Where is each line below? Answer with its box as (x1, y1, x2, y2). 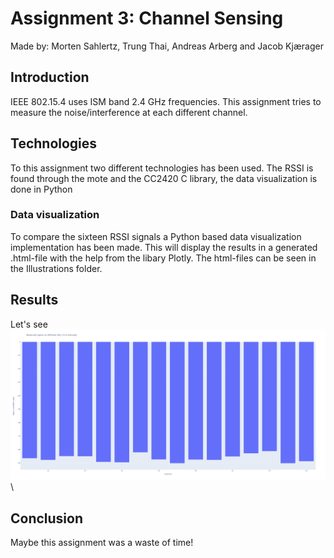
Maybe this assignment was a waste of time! (10, 537, 194, 549)
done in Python (10, 183, 73, 195)
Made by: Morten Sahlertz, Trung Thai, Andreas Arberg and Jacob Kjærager (10, 40, 324, 52)
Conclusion (10, 510, 84, 527)
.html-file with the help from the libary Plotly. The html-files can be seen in (10, 252, 317, 264)
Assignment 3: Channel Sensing (10, 7, 284, 30)
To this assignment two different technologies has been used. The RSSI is (10, 162, 314, 174)
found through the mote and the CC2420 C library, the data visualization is (10, 172, 318, 184)
